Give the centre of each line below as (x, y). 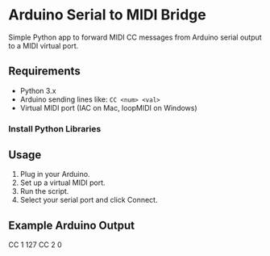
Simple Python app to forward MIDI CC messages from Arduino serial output (135, 37)
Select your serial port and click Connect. (89, 200)
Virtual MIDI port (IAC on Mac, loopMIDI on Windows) (108, 107)
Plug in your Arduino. (55, 174)
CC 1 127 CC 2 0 (35, 245)
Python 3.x (38, 90)
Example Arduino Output (72, 225)
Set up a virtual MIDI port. (63, 183)
